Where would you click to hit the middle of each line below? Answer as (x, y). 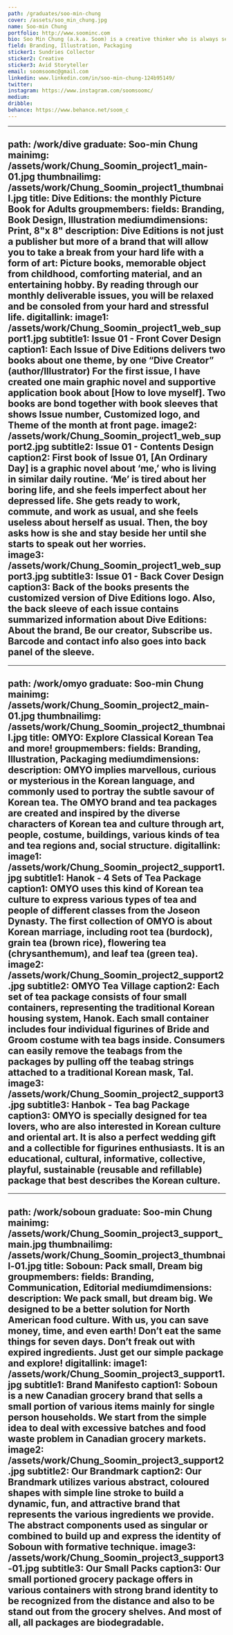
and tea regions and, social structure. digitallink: (114, 845)
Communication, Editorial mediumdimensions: (110, 1288)
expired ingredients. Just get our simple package (116, 1352)
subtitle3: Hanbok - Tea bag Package (109, 1104)
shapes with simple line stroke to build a (96, 1493)
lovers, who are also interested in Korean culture (114, 1127)
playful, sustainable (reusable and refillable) (105, 1169)
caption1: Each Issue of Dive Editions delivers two (117, 350)
